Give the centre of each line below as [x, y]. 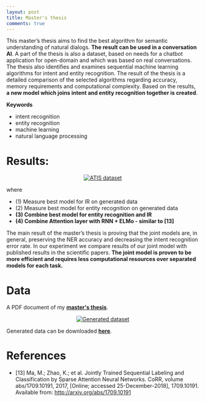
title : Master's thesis [37, 18]
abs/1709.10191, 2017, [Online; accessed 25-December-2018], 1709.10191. [107, 386]
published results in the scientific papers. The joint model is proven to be [99, 252]
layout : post [23, 12]
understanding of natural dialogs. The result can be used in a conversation [102, 47]
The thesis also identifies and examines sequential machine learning [92, 67]
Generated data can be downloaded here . [59, 331]
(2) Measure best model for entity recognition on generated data [97, 208]
